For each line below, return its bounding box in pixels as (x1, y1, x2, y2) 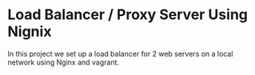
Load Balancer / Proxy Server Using (7, 6, 249, 24)
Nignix (7, 22, 52, 41)
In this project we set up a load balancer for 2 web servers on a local (7, 49, 233, 58)
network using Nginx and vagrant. (7, 57, 120, 67)
